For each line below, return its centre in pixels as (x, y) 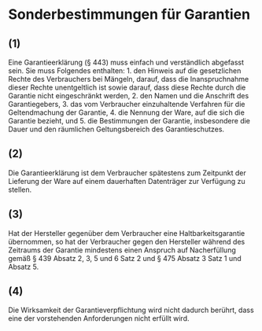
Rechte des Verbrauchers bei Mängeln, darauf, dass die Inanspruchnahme (129, 79)
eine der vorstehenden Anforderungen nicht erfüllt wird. (99, 318)
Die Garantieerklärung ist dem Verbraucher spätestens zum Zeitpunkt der (127, 173)
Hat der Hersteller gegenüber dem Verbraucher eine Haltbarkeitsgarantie (127, 233)
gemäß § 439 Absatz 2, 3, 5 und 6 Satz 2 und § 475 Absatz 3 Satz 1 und (125, 258)
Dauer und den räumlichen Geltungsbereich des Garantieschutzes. (116, 129)
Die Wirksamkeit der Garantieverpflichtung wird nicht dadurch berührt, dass (131, 310)
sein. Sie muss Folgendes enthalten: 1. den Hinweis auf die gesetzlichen (125, 71)
